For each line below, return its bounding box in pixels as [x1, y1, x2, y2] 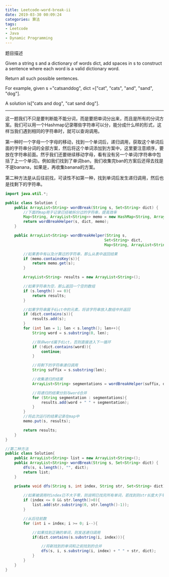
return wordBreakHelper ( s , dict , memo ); [23, 219, 109, 224]
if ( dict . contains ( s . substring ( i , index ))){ [32, 535, 125, 540]
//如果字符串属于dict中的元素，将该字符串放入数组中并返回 [23, 307, 131, 312]
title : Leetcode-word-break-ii [5, 7, 71, 13]
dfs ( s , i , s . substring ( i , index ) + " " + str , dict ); [41, 549, 156, 554]
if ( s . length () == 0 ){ [23, 288, 71, 294]
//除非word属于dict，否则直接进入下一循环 [32, 340, 111, 345]
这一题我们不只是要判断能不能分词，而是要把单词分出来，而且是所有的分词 [5, 115, 159, 121]
